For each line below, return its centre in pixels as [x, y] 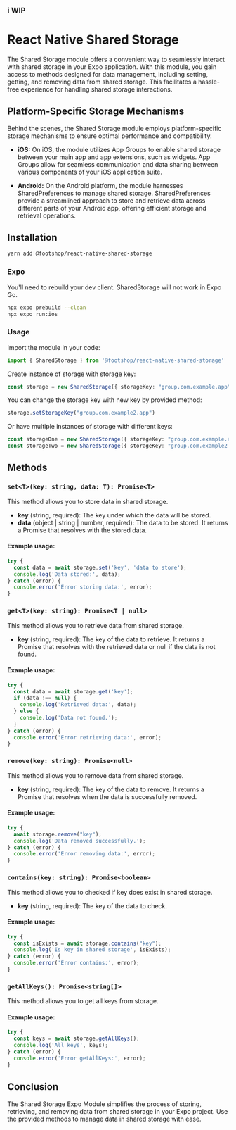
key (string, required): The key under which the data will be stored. [114, 515]
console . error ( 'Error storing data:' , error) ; [83, 587]
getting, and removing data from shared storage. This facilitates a [102, 82]
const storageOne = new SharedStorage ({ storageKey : [86, 439]
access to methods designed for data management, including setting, [108, 74]
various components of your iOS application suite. [90, 172]
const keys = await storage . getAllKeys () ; [77, 1039]
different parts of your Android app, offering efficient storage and [112, 208]
